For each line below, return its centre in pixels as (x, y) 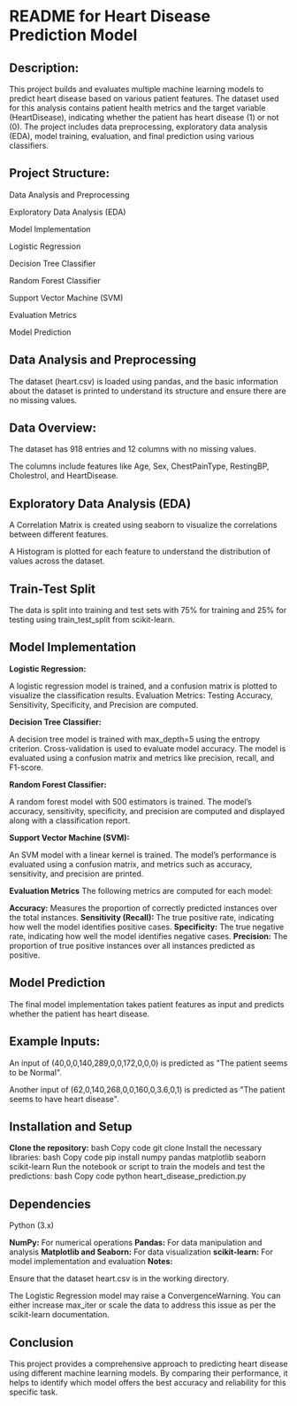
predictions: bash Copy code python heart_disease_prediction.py (128, 1177)
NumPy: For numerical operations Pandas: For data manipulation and (136, 1243)
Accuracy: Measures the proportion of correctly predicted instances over (143, 908)
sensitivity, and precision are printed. (76, 874)
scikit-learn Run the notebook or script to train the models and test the (137, 1167)
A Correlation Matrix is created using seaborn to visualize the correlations (143, 525)
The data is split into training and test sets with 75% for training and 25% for (148, 610)
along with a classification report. (70, 820)
